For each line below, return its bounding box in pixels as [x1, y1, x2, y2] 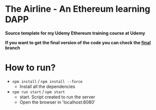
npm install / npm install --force [12, 78, 83, 84]
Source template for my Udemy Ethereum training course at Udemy [5, 30, 145, 36]
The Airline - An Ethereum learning [5, 3, 151, 15]
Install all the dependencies [19, 83, 75, 89]
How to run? [5, 62, 56, 73]
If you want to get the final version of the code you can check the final [5, 39, 151, 45]
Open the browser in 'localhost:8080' [19, 99, 95, 105]
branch [5, 45, 21, 51]
